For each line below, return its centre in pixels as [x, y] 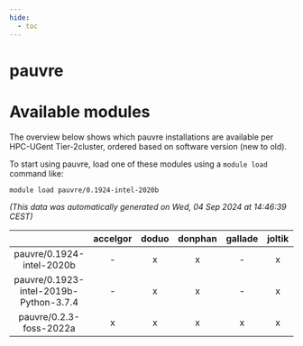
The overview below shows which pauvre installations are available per [141, 137]
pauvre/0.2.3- [49, 316]
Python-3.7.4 [49, 302]
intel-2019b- [49, 291]
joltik [278, 238]
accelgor [113, 238]
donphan [197, 238]
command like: [37, 173]
